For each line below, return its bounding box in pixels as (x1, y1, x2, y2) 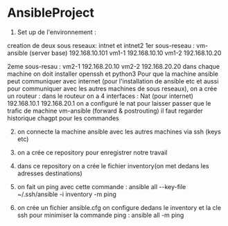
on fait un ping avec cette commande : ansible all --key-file (17, 182, 186, 191)
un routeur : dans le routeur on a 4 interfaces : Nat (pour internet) (7, 92, 194, 100)
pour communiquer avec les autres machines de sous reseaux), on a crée (7, 84, 218, 92)
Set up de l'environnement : (17, 28, 97, 36)
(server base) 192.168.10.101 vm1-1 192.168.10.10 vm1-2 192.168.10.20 (28, 49, 222, 57)
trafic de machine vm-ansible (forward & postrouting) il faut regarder (7, 106, 203, 115)
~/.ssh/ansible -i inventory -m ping (17, 190, 116, 198)
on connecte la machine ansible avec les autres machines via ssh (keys (17, 127, 222, 136)
